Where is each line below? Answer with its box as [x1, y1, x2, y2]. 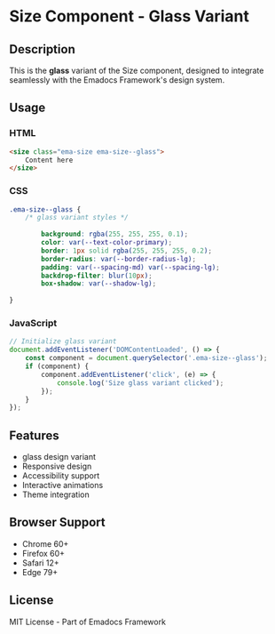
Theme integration [21, 489, 90, 500]
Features [9, 428, 59, 443]
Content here [25, 156, 74, 165]
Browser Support [9, 515, 106, 530]
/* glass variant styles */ [25, 213, 129, 222]
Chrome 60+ [21, 538, 69, 549]
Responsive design [21, 461, 92, 472]
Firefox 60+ [21, 548, 65, 558]
